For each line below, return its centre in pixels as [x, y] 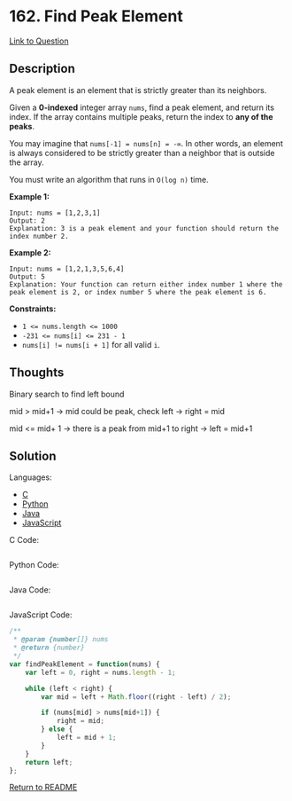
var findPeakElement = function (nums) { [85, 664]
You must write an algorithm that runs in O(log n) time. [109, 179]
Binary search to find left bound [67, 394]
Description [42, 69]
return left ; [49, 762]
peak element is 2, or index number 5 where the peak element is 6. [138, 292]
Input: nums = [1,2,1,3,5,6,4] [67, 269]
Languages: [31, 477]
